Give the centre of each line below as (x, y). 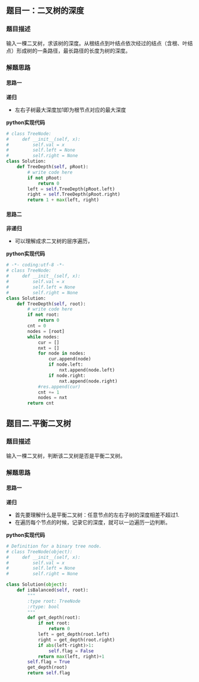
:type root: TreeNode (54, 601)
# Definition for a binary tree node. (54, 546)
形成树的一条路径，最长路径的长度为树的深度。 (73, 51)
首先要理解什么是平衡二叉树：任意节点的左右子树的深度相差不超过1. (97, 515)
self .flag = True (49, 662)
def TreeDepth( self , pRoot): (53, 167)
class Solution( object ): (37, 584)
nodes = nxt (52, 398)
